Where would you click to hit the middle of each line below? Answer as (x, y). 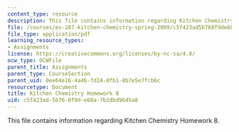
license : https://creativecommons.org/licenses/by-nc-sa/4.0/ (101, 54)
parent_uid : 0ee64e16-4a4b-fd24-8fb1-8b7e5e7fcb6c (84, 80)
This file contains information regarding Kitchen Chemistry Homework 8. (113, 121)
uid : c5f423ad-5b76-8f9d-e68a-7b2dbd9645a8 (73, 101)
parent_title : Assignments (47, 67)
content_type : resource (43, 14)
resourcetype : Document (43, 87)
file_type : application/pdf (49, 34)
